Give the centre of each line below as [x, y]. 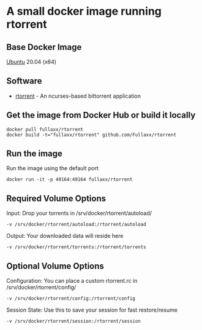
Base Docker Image [44, 47]
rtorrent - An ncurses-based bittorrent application [78, 96]
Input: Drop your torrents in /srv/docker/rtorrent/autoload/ [79, 213]
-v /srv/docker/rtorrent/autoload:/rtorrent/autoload [77, 225]
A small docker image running [84, 11]
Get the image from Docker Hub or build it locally [101, 115]
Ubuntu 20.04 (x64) [32, 62]
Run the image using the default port [53, 168]
